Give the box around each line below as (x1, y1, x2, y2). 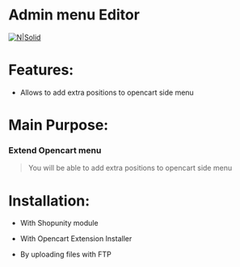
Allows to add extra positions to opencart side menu (19, 87, 194, 97)
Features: (8, 61, 74, 79)
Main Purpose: (8, 116, 109, 134)
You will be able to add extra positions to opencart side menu (27, 163, 233, 173)
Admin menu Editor (8, 6, 140, 24)
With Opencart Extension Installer (19, 234, 133, 244)
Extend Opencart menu (8, 144, 102, 155)
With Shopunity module (19, 218, 99, 228)
